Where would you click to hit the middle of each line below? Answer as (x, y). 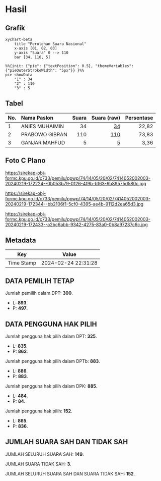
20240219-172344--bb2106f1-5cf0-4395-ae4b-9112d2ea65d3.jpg (74, 204)
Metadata (21, 240)
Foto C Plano (25, 161)
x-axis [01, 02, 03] (36, 48)
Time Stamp (22, 263)
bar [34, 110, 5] (32, 57)
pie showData (19, 75)
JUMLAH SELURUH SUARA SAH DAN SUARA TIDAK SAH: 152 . (70, 473)
